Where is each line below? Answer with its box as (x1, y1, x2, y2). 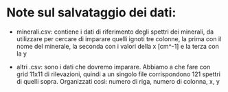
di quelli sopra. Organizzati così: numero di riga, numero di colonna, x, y (16, 77, 220, 85)
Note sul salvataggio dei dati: (6, 5, 176, 21)
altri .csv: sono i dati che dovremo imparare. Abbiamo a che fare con (16, 62, 211, 71)
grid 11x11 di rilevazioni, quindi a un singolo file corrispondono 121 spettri (16, 70, 221, 78)
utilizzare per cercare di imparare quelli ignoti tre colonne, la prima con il (16, 34, 222, 43)
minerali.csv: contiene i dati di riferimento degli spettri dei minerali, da (16, 27, 214, 36)
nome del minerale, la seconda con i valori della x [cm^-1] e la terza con (16, 42, 219, 50)
